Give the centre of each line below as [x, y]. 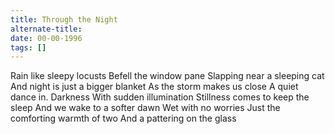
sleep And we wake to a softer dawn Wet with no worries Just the [145, 108]
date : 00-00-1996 [46, 38]
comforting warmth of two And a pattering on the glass [123, 118]
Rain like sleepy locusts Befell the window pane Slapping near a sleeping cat [167, 76]
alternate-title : [46, 29]
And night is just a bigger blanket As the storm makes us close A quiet [154, 87]
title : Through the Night [64, 19]
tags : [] [28, 47]
